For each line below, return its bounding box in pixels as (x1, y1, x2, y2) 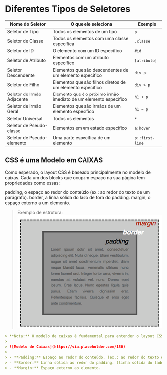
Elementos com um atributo (53, 55, 109, 61)
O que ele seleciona (70, 21, 113, 27)
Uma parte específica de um (53, 135, 111, 141)
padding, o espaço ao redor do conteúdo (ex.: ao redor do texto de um (5, 189, 150, 195)
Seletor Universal (7, 115, 43, 121)
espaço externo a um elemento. (5, 200, 71, 206)
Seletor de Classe (7, 38, 44, 44)
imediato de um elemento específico (53, 96, 127, 102)
